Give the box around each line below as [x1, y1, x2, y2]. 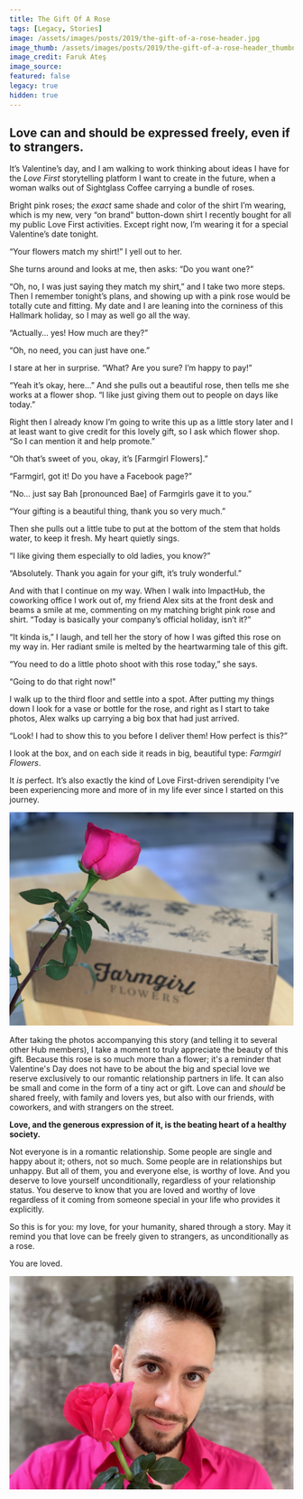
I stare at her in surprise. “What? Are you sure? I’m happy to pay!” [9, 362, 252, 374]
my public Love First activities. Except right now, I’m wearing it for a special [9, 219, 289, 230]
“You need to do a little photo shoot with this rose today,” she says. [9, 659, 259, 670]
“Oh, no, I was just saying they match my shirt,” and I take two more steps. [9, 281, 286, 293]
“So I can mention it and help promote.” [9, 436, 156, 447]
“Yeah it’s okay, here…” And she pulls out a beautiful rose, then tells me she [9, 380, 289, 391]
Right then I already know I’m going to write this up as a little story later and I [9, 416, 293, 428]
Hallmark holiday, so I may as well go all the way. [9, 310, 191, 321]
